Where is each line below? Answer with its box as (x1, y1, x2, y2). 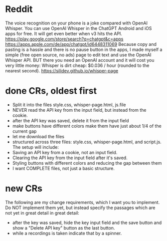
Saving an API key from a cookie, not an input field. (12, 149, 118, 155)
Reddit (5, 3, 33, 15)
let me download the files (12, 133, 65, 139)
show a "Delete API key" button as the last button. (12, 225, 115, 231)
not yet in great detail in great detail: (5, 210, 80, 216)
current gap (12, 128, 37, 134)
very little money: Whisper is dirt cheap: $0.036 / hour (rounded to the (5, 62, 150, 68)
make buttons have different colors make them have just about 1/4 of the (12, 123, 162, 129)
